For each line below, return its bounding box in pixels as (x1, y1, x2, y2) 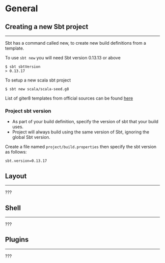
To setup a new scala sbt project (5, 77, 71, 83)
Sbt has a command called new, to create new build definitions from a (5, 40, 146, 46)
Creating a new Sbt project (5, 23, 88, 31)
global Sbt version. (12, 134, 51, 140)
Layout (5, 172, 27, 180)
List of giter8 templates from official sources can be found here (5, 95, 134, 101)
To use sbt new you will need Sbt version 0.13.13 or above (5, 55, 121, 60)
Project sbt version (5, 107, 52, 114)
